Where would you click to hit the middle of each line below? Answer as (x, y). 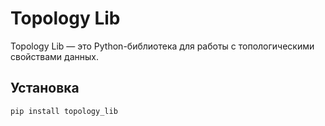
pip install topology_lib (64, 111)
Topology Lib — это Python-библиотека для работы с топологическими (162, 46)
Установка (45, 88)
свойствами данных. (54, 56)
